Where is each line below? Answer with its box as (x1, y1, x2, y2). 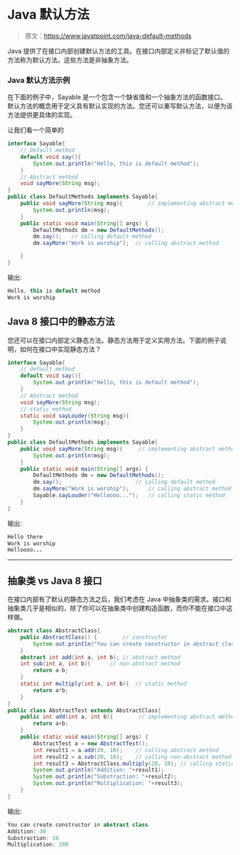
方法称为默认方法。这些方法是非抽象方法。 (7, 55, 133, 64)
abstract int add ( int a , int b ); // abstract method (20, 654, 181, 661)
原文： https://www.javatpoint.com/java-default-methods (24, 31, 191, 40)
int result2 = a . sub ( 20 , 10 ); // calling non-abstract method (33, 753, 232, 761)
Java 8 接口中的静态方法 (7, 316, 116, 328)
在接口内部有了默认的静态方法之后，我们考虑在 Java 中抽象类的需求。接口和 (7, 595, 232, 604)
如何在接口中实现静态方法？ (19, 344, 101, 354)
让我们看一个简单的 (7, 126, 64, 134)
